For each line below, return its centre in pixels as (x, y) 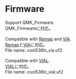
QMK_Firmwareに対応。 (29, 28)
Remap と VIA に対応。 (26, 44)
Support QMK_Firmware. (30, 22)
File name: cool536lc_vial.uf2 (34, 72)
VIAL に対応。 (18, 66)
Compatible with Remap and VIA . (38, 39)
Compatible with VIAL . (28, 60)
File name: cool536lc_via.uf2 (34, 50)
